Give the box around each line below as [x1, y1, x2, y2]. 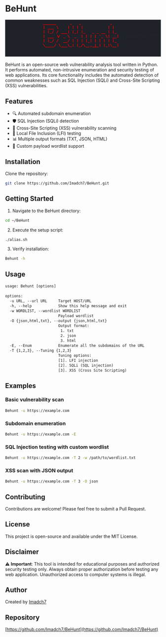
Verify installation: [12, 246, 49, 252]
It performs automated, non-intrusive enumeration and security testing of [5, 67, 154, 73]
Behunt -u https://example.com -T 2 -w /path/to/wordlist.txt [5, 456, 136, 461]
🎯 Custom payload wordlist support [12, 143, 84, 149]
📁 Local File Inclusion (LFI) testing [12, 130, 82, 136]
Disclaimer [5, 548, 39, 556]
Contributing [5, 493, 45, 501]
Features [5, 97, 33, 106]
